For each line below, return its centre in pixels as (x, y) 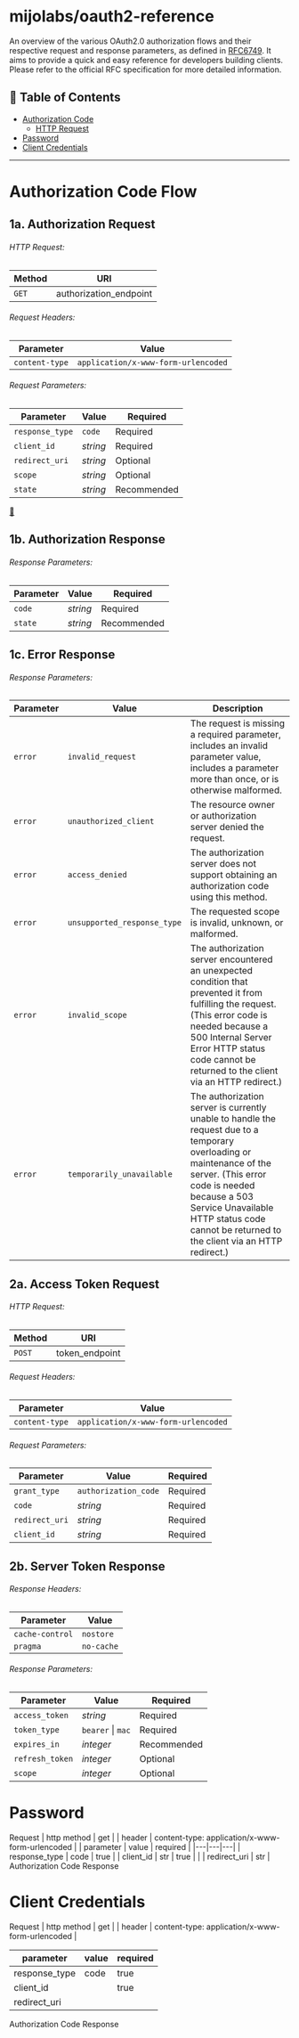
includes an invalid (229, 746)
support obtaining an (234, 875)
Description (238, 708)
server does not (223, 864)
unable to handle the (233, 1119)
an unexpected (222, 971)
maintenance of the (230, 1163)
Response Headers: (45, 1589)
